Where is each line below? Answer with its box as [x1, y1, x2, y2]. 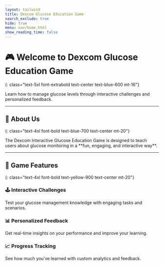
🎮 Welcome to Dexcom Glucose [5, 52, 138, 63]
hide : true [5, 20, 27, 26]
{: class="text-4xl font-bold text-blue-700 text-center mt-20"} [5, 128, 130, 134]
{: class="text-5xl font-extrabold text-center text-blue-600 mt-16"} [5, 82, 140, 87]
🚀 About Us [5, 115, 40, 123]
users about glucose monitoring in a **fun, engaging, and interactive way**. [5, 143, 158, 148]
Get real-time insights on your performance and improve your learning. [5, 230, 147, 236]
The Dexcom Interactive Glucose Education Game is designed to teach [5, 137, 147, 143]
